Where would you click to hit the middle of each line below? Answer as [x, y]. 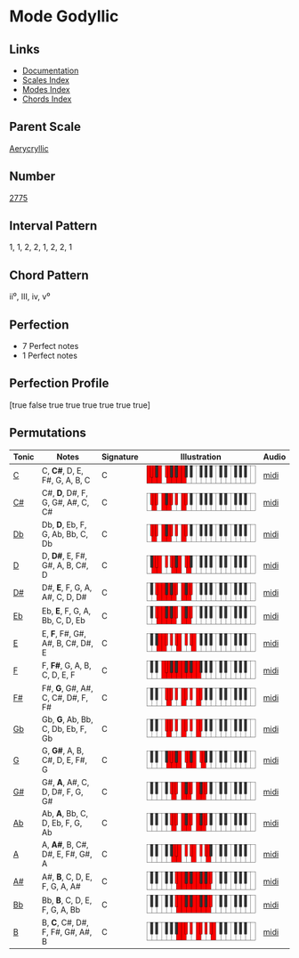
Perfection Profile [59, 383]
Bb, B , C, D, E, [67, 900]
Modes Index [46, 89]
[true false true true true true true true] [80, 405]
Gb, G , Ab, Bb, [67, 719]
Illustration [201, 457]
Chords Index [47, 99]
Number [32, 177]
